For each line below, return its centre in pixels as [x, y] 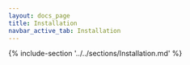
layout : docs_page [39, 16]
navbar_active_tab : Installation [65, 30]
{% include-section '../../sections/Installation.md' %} [95, 54]
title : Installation [43, 23]
